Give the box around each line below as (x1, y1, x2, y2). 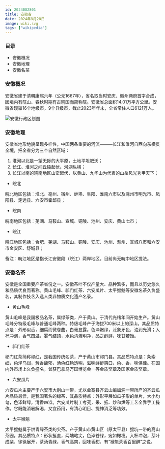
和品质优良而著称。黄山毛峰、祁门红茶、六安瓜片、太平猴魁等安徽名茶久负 (5, 288, 156, 293)
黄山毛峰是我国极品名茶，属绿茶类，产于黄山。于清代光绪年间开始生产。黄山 (5, 315, 160, 321)
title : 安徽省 (5, 12, 32, 17)
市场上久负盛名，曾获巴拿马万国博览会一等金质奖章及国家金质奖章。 (13, 366, 151, 372)
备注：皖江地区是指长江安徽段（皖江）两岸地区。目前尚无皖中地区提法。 (5, 256, 151, 261)
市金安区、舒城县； (5, 245, 44, 251)
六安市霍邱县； (35, 197, 65, 203)
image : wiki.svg (5, 21, 38, 26)
